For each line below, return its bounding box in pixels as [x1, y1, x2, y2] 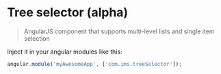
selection [23, 34, 50, 42]
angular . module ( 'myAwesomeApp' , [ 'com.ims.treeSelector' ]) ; [7, 60, 183, 67]
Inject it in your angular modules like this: [7, 48, 122, 56]
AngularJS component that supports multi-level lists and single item [23, 27, 215, 35]
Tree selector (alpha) [7, 5, 129, 20]
